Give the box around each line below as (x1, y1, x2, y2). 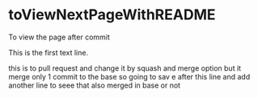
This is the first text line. (8, 47, 89, 57)
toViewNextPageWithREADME (8, 6, 216, 24)
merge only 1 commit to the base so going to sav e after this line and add (8, 71, 251, 81)
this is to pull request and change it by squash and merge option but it (8, 63, 241, 73)
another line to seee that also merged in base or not (8, 80, 180, 90)
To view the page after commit (8, 32, 111, 42)
